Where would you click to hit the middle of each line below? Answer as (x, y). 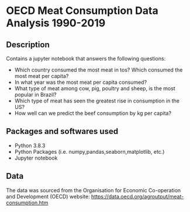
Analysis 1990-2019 (56, 23)
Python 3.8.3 (30, 145)
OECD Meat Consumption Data (82, 11)
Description (28, 45)
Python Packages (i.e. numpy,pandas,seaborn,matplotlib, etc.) (89, 151)
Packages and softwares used (62, 131)
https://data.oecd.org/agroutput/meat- (137, 196)
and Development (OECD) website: (48, 196)
